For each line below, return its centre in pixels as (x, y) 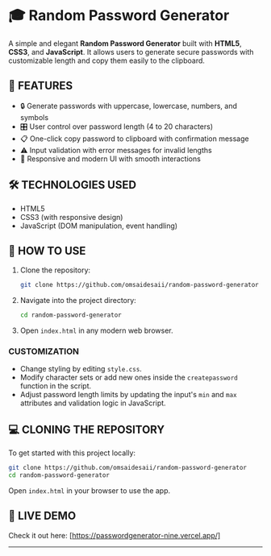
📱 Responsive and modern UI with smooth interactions (110, 159)
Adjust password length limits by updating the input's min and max (128, 395)
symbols (34, 117)
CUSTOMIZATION (44, 351)
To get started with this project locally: (72, 453)
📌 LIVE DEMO (42, 516)
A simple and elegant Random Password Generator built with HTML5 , (125, 43)
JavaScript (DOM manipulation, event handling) (99, 226)
